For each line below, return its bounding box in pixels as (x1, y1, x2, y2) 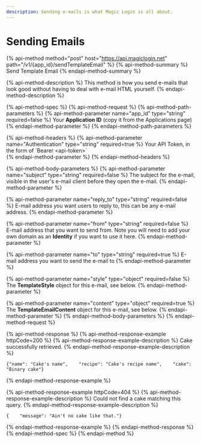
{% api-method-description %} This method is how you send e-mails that (6, 79, 188, 86)
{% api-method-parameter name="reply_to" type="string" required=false (6, 196, 187, 203)
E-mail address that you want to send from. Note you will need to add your (6, 226, 190, 234)
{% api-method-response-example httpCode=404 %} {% (6, 388, 149, 396)
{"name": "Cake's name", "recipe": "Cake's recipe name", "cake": (6, 361, 192, 367)
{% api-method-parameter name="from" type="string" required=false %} (6, 220, 189, 227)
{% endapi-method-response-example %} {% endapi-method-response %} (6, 423, 194, 430)
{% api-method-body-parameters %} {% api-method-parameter (6, 164, 166, 172)
